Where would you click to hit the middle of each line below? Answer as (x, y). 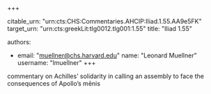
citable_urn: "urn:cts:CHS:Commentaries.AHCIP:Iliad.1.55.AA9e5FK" (104, 21)
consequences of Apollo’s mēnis (54, 83)
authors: (19, 42)
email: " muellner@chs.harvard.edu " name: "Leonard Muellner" (107, 55)
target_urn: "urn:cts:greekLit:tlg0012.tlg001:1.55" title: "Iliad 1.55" (100, 29)
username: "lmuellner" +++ (56, 63)
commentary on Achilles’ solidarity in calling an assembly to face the (105, 76)
